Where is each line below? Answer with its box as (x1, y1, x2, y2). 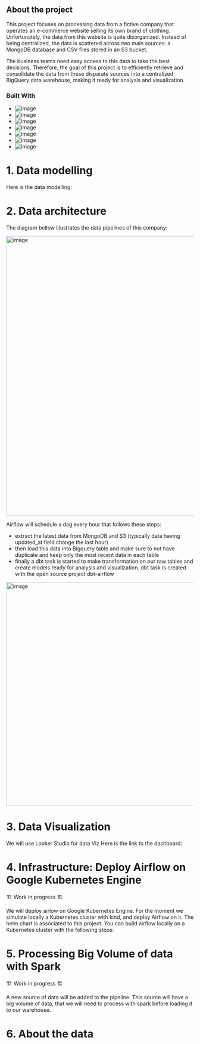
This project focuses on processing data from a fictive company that (6, 20, 174, 27)
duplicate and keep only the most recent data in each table (14, 551, 160, 558)
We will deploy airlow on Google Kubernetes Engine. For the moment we (6, 907, 183, 914)
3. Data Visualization (6, 820, 111, 834)
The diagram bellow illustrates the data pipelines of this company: (6, 224, 168, 231)
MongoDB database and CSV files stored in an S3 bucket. (6, 46, 148, 53)
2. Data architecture (6, 205, 107, 218)
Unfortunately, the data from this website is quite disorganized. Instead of (6, 33, 186, 41)
